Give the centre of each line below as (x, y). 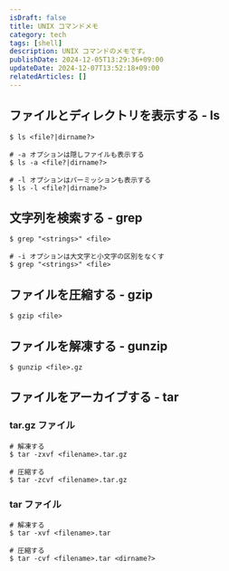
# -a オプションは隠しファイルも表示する (77, 155)
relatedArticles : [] (48, 77)
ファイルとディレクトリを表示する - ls (114, 115)
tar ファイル (35, 504)
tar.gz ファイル (42, 425)
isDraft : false (38, 18)
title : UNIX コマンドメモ (54, 26)
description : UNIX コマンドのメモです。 (79, 52)
